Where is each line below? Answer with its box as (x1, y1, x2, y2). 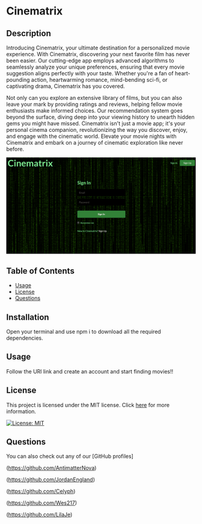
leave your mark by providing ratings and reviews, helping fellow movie (6, 101, 183, 108)
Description (6, 28, 51, 39)
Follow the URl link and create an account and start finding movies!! (6, 367, 173, 375)
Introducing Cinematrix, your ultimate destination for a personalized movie (6, 44, 190, 51)
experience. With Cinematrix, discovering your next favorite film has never (6, 51, 191, 58)
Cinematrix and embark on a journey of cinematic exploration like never (6, 139, 183, 146)
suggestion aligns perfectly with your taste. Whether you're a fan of (6, 70, 174, 76)
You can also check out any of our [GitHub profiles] (6, 453, 133, 460)
